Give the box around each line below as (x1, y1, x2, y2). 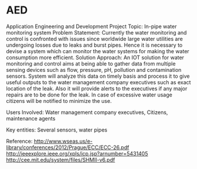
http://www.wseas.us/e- (34, 137, 93, 144)
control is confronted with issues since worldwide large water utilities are (6, 35, 183, 42)
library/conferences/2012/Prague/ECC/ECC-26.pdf (6, 144, 129, 151)
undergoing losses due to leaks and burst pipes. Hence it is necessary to (6, 42, 183, 49)
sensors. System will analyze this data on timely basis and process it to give (6, 73, 190, 80)
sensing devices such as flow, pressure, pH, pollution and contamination (6, 66, 182, 73)
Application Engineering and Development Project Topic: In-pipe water (6, 23, 177, 30)
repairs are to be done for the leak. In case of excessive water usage (6, 91, 172, 98)
